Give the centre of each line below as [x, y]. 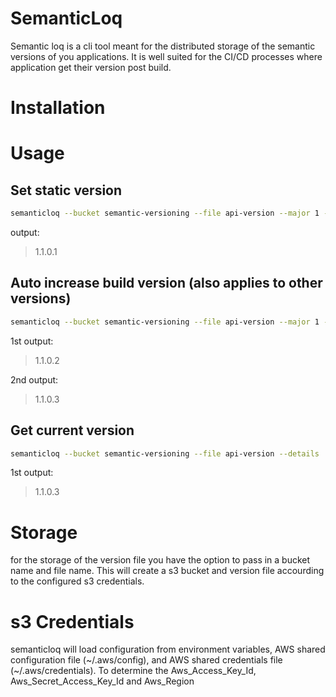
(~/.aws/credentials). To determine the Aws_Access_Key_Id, [133, 671]
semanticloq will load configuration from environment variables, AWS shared [168, 649]
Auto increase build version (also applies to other [166, 283]
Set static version [66, 190]
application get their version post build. [91, 67]
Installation [58, 108]
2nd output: [34, 379]
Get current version [72, 430]
